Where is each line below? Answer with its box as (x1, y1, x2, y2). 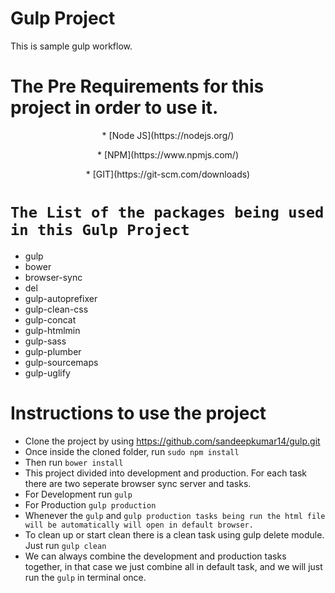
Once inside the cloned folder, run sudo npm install (24, 445, 240, 457)
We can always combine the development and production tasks (24, 550, 287, 562)
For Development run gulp (24, 488, 133, 500)
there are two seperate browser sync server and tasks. (24, 477, 252, 489)
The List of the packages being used (10, 203, 325, 222)
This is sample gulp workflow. (10, 40, 133, 52)
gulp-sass (24, 335, 67, 347)
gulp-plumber (24, 345, 82, 357)
